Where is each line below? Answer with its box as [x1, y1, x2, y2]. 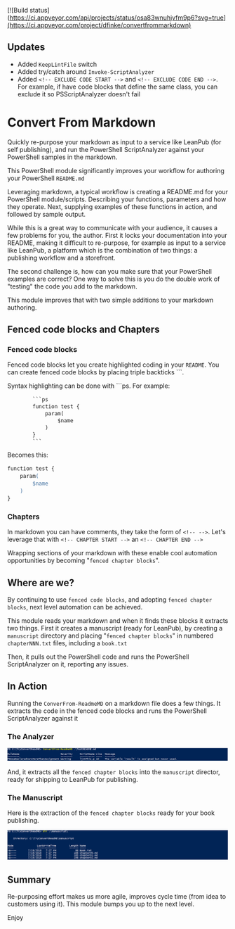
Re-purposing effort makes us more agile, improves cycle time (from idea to [7, 892, 227, 901]
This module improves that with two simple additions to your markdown [7, 296, 214, 304]
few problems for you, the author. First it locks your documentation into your [7, 231, 228, 239]
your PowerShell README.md [7, 174, 85, 182]
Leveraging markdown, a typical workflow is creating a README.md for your [7, 187, 228, 196]
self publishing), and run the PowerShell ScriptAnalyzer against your [7, 145, 205, 153]
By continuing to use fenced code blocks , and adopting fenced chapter [7, 595, 213, 604]
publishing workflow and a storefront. [7, 253, 116, 262]
